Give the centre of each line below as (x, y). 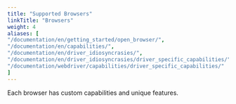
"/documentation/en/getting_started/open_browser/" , (86, 40)
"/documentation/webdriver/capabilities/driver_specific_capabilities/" (116, 66)
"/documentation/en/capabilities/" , (61, 46)
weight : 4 (22, 27)
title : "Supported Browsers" (50, 14)
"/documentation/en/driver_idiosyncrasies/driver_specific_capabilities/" (119, 60)
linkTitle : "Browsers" (40, 20)
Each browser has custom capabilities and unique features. (93, 93)
